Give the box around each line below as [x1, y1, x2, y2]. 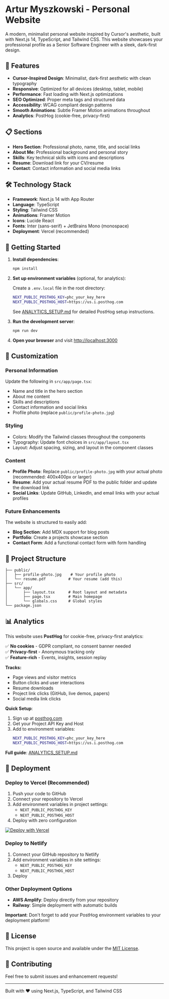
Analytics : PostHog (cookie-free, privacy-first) [12, 112, 110, 119]
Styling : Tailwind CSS [12, 207, 58, 213]
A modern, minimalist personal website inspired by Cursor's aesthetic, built [5, 31, 161, 37]
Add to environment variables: [12, 726, 75, 732]
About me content [12, 393, 50, 399]
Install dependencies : [12, 256, 59, 263]
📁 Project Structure [5, 554, 66, 563]
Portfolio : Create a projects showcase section [12, 535, 108, 541]
